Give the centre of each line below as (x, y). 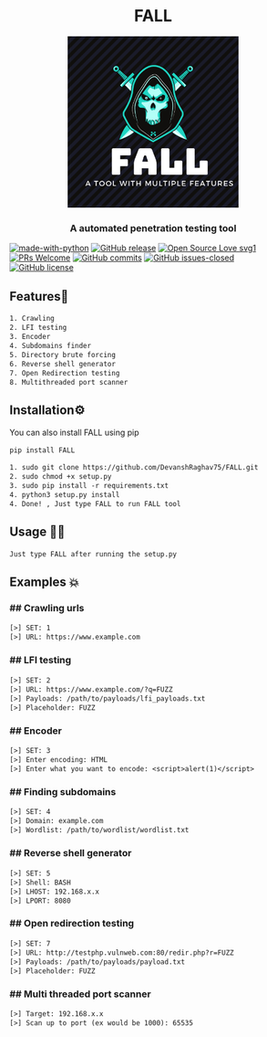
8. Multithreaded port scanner (69, 383)
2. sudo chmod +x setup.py (61, 476)
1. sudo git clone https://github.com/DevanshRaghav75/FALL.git (134, 467)
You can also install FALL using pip (74, 432)
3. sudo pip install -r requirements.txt (89, 485)
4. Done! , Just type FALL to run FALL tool (95, 503)
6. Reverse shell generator (63, 365)
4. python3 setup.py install (65, 494)
